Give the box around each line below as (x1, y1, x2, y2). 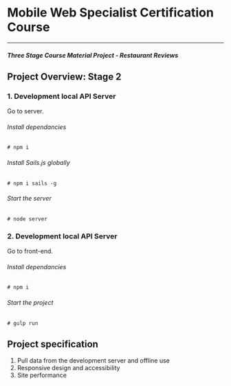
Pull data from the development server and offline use (16, 356, 170, 365)
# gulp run (7, 319, 38, 327)
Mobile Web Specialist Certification (7, 5, 214, 21)
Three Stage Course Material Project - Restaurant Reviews (7, 51, 179, 59)
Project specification (7, 338, 98, 350)
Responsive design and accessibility (16, 364, 120, 372)
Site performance (16, 371, 67, 379)
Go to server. (7, 107, 44, 115)
